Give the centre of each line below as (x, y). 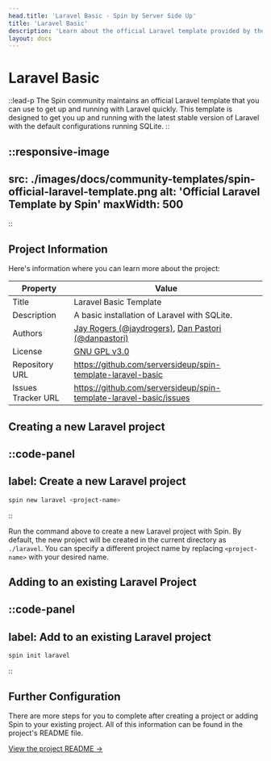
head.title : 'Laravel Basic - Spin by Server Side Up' (102, 16)
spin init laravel (39, 656)
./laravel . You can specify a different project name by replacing (116, 548)
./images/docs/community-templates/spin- (143, 179)
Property (39, 289)
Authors (27, 333)
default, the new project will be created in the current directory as (117, 539)
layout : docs (30, 38)
